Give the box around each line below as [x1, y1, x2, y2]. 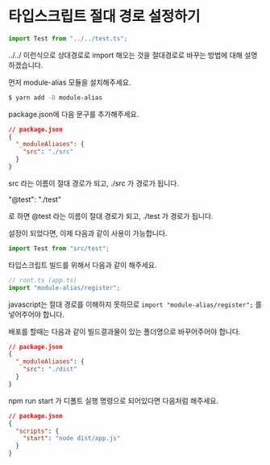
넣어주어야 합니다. [8, 309, 65, 319]
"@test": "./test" [8, 195, 62, 204]
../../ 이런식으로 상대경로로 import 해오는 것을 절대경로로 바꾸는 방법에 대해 [8, 50, 243, 60]
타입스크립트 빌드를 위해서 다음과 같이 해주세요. [8, 260, 157, 270]
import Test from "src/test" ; [8, 244, 110, 253]
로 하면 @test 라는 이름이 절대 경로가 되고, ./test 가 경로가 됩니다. [8, 211, 214, 220]
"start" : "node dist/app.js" [23, 434, 121, 442]
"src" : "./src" [23, 148, 74, 156]
